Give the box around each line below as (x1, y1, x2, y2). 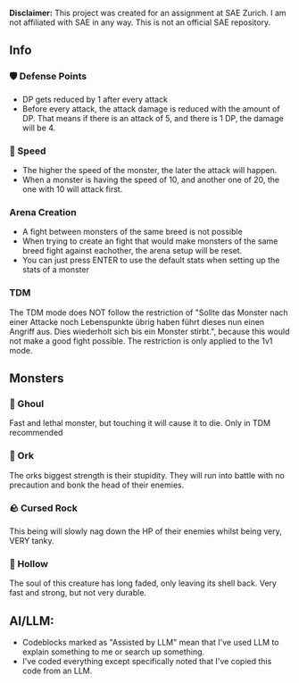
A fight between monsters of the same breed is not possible (21, 227, 243, 237)
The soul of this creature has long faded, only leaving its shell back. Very (9, 578, 277, 588)
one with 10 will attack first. (21, 183, 123, 195)
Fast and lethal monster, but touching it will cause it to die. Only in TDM (9, 418, 270, 429)
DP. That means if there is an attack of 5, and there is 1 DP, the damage (21, 112, 284, 123)
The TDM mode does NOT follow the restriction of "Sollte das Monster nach (9, 307, 288, 318)
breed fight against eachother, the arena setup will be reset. (21, 246, 243, 256)
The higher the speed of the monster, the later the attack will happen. (21, 164, 278, 175)
